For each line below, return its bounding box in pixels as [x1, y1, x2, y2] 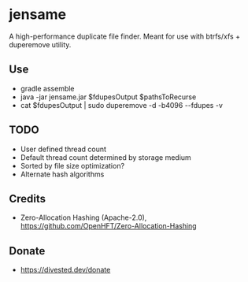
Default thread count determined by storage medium [20, 152, 191, 162]
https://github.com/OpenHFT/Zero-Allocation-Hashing [20, 221, 197, 231]
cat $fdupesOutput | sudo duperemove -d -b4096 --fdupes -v [20, 100, 224, 109]
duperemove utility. [9, 39, 72, 49]
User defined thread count [20, 144, 107, 154]
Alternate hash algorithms [20, 169, 105, 179]
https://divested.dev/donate [20, 265, 111, 275]
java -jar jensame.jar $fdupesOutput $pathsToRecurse [20, 92, 197, 102]
